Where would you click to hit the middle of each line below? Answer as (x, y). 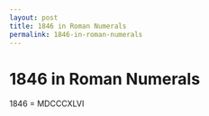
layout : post (34, 18)
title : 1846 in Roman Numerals (68, 26)
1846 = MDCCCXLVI (47, 103)
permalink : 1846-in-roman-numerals (76, 34)
